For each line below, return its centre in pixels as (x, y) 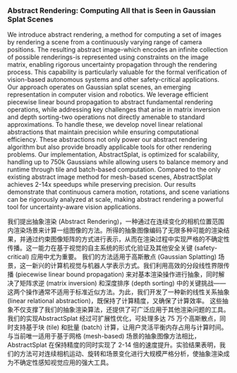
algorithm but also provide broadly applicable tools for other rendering (109, 147)
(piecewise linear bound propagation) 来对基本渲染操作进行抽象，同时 (117, 274)
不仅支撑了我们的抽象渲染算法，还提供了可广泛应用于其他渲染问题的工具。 (121, 310)
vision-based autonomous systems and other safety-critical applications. (114, 80)
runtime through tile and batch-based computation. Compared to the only (114, 170)
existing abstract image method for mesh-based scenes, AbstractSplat (110, 177)
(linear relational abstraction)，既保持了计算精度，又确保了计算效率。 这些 (115, 301)
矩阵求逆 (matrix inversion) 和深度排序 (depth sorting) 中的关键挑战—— (123, 283)
